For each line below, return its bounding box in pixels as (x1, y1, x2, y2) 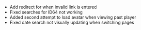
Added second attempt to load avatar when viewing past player (9, 15, 137, 20)
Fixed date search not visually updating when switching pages (9, 19, 134, 25)
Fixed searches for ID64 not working (9, 9, 83, 15)
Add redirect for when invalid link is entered (9, 4, 97, 10)
